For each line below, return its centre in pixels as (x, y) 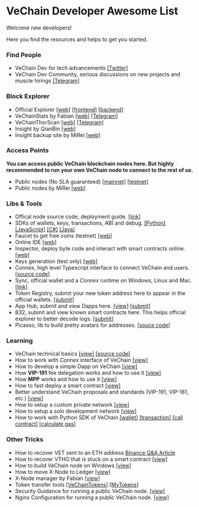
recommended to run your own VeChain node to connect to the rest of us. (100, 170)
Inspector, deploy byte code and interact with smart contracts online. (100, 249)
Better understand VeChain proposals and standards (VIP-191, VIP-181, (102, 392)
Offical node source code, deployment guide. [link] (78, 217)
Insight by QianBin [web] (45, 129)
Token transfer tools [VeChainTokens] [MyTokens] (77, 484)
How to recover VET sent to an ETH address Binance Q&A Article (95, 452)
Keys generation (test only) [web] (56, 261)
